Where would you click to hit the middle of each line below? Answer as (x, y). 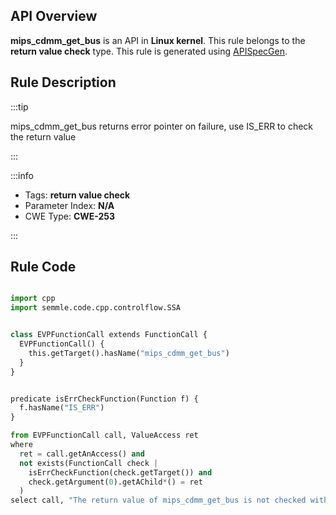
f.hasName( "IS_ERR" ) (62, 408)
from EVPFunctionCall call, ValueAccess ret (104, 435)
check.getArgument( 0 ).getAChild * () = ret (115, 482)
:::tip (19, 106)
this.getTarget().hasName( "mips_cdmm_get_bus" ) (129, 353)
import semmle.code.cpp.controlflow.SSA (96, 308)
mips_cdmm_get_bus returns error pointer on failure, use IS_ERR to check (162, 126)
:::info (22, 175)
